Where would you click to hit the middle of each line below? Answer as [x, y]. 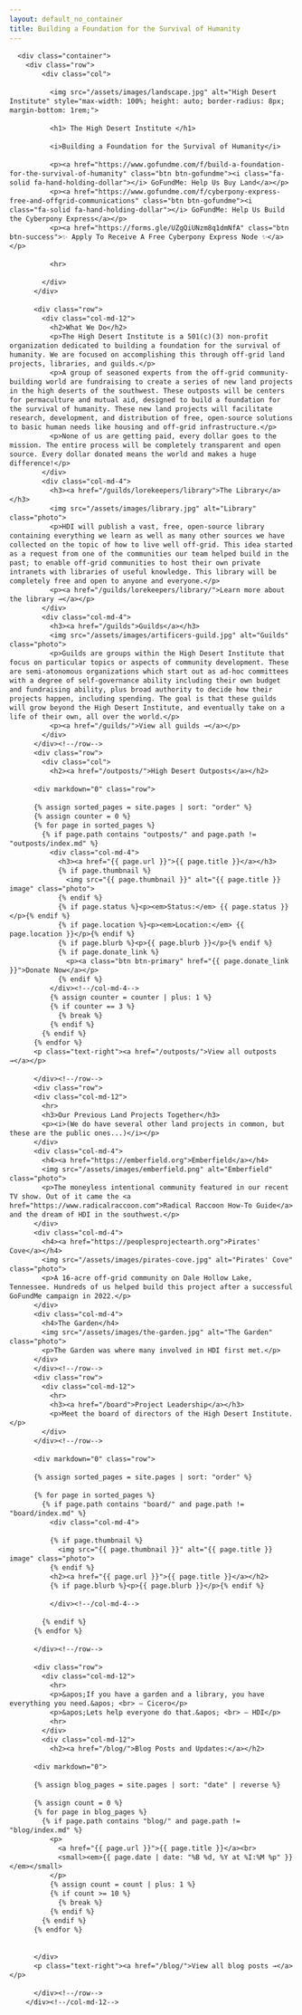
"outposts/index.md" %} [54, 843]
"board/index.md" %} [48, 1513]
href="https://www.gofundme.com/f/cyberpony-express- [177, 191]
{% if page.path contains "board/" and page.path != [143, 1504]
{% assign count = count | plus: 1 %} [123, 1884]
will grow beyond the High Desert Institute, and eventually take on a [147, 707]
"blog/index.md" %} [46, 1830]
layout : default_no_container [66, 19]
